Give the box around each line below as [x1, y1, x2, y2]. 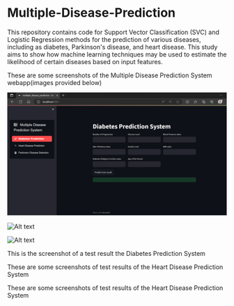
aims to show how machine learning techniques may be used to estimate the [7, 50, 227, 59]
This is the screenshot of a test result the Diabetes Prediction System [7, 250, 205, 258]
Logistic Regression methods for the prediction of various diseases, [7, 35, 201, 43]
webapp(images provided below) [7, 78, 102, 86]
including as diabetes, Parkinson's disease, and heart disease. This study [7, 43, 218, 51]
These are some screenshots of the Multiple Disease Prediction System [7, 71, 212, 79]
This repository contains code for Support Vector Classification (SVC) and [7, 28, 219, 36]
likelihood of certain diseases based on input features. [7, 57, 164, 66]
